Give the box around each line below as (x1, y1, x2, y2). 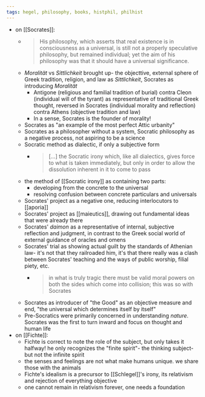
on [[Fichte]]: (15, 331, 49, 339)
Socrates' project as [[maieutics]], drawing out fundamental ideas (24, 210, 190, 217)
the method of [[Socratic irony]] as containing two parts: (24, 177, 167, 184)
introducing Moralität (24, 82, 77, 89)
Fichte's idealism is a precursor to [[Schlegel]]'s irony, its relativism (24, 370, 193, 377)
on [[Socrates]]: (15, 26, 56, 33)
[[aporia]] (24, 203, 49, 211)
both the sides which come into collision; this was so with (48, 280, 193, 288)
